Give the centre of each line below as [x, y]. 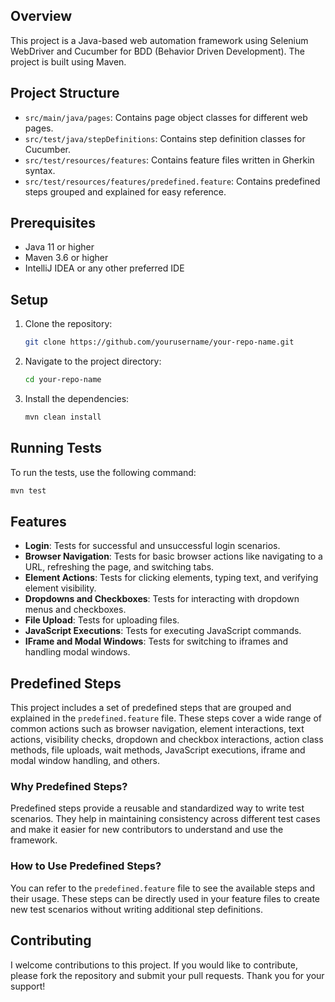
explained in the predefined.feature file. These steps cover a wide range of [166, 718]
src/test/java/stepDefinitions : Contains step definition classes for [165, 138]
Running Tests [56, 448]
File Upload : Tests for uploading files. [102, 620]
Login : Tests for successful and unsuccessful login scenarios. [152, 546]
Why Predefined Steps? [69, 787]
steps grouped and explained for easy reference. [125, 191]
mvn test [28, 490]
